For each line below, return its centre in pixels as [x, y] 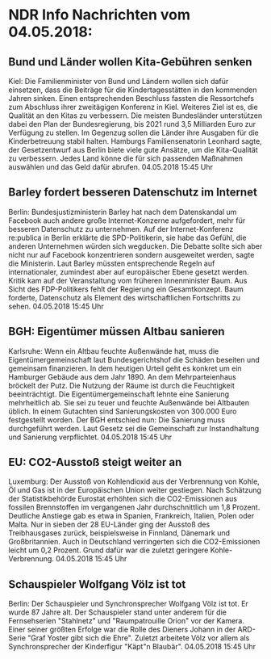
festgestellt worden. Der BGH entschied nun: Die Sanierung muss [117, 420]
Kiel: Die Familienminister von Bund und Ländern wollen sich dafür [119, 81]
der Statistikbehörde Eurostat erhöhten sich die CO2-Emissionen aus [123, 499]
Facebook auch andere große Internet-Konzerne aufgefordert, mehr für [127, 220]
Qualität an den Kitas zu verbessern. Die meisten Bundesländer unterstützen [135, 115]
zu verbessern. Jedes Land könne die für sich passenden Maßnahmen [126, 158]
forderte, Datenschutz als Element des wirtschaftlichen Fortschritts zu [124, 297]
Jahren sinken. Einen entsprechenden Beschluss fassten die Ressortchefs [131, 98]
